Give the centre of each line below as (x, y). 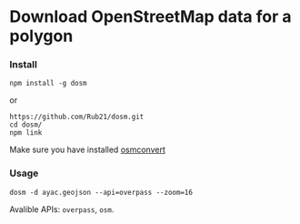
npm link (26, 133)
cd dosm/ (26, 125)
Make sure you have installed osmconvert (87, 150)
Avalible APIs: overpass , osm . (62, 209)
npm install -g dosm (49, 84)
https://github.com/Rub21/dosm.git (77, 117)
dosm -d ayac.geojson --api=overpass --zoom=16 (101, 192)
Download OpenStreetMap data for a (150, 17)
